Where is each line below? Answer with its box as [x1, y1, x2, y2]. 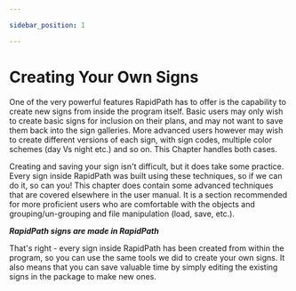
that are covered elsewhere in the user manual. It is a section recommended [9, 189, 288, 200]
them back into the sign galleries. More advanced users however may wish [9, 125, 284, 135]
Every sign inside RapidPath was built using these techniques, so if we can [9, 170, 283, 181]
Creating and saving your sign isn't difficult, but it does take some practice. [9, 161, 284, 172]
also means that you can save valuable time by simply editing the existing [9, 262, 278, 272]
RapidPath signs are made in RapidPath [9, 225, 160, 236]
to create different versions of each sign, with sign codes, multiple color [9, 134, 273, 145]
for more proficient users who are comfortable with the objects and [9, 198, 256, 209]
